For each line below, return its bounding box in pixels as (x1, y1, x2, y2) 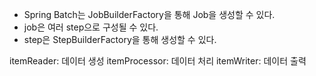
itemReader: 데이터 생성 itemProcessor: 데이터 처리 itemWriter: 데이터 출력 (9, 55, 307, 67)
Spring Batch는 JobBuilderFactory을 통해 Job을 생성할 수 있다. (23, 9, 276, 20)
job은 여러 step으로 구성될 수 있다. (23, 21, 159, 33)
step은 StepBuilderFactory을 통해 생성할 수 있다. (23, 34, 217, 45)
